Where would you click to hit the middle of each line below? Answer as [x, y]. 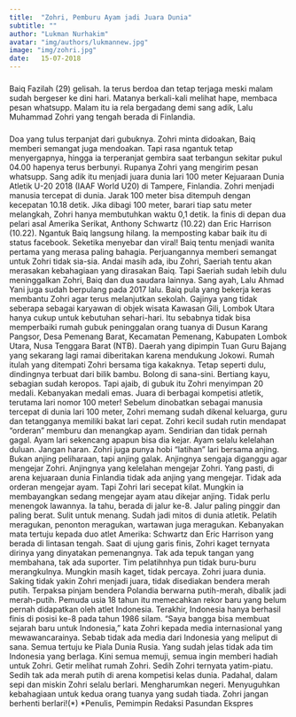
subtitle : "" [33, 26]
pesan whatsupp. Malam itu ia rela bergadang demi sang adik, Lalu [131, 107]
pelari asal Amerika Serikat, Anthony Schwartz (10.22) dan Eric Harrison [140, 223]
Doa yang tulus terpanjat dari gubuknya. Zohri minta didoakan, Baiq [132, 139]
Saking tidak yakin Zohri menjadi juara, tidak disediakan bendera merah [140, 581]
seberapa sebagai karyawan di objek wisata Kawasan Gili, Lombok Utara [142, 308]
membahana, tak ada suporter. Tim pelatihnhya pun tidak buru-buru [133, 562]
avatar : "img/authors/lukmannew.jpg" [79, 42]
